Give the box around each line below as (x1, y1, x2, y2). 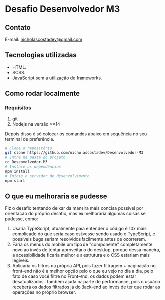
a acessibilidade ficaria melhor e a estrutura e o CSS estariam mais (12, 252, 150, 258)
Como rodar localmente (5, 89, 80, 98)
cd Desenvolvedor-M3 (5, 160, 48, 165)
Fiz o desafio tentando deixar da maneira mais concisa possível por (5, 205, 143, 211)
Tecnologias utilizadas (5, 51, 77, 59)
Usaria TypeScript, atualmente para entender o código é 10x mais (12, 226, 147, 232)
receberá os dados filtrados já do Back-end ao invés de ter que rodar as (12, 284, 160, 290)
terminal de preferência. (5, 136, 55, 142)
